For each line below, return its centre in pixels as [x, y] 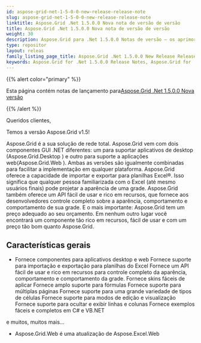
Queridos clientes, [29, 120]
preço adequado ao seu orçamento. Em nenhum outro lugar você [87, 213]
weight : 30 [20, 34]
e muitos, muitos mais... [35, 322]
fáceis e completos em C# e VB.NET [60, 311]
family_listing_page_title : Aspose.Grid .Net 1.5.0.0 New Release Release [101, 56]
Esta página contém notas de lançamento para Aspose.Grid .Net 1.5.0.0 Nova [100, 91]
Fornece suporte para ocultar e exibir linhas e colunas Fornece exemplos [105, 304]
